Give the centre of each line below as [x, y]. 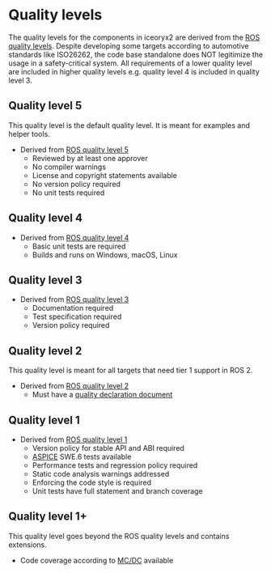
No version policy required [76, 184]
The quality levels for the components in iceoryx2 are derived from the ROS [134, 37]
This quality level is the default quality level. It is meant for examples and [129, 125]
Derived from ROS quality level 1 [74, 439]
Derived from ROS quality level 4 [74, 237]
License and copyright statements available [105, 175]
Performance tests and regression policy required [115, 465]
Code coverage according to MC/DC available [97, 560]
